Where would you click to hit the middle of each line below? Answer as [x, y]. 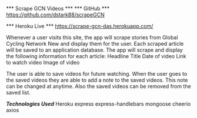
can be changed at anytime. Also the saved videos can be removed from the [98, 86]
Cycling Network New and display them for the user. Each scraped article [95, 44]
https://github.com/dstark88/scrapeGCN [55, 15]
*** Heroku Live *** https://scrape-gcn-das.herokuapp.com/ [80, 26]
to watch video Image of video [43, 62]
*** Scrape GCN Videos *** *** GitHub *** [58, 9]
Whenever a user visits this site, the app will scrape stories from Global [92, 37]
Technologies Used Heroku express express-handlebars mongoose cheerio [98, 104]
